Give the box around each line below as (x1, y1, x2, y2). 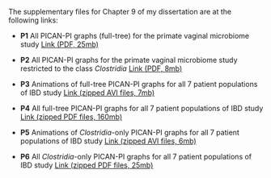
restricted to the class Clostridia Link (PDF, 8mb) (19, 64, 183, 73)
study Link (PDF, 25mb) (19, 39, 100, 49)
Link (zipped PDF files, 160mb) (19, 112, 123, 122)
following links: (8, 15, 58, 25)
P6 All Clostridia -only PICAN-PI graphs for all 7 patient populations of (19, 152, 252, 161)
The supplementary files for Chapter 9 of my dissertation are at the (8, 7, 232, 16)
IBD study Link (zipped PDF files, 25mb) (19, 160, 154, 170)
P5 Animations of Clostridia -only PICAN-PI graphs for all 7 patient (19, 128, 240, 137)
